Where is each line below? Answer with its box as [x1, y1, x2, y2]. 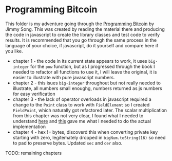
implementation [12, 123, 46, 130]
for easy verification [12, 91, 55, 97]
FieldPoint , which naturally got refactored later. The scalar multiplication [12, 107, 167, 113]
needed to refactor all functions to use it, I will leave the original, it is [12, 68, 157, 75]
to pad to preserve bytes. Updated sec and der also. [12, 140, 123, 146]
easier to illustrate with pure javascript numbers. [12, 74, 115, 80]
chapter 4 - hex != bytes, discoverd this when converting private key [12, 129, 158, 135]
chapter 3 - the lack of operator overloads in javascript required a [12, 96, 151, 102]
